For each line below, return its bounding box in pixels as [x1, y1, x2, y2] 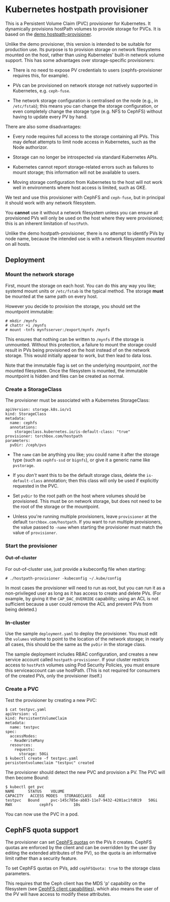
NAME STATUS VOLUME [5, 789, 65, 794]
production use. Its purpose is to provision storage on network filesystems [5, 46, 161, 52]
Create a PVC [5, 686, 39, 693]
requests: [14, 747, 36, 752]
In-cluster [5, 619, 30, 626]
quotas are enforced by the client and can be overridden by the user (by [5, 845, 156, 851]
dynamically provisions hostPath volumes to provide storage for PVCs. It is [5, 25, 161, 31]
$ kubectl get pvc [5, 784, 44, 789]
